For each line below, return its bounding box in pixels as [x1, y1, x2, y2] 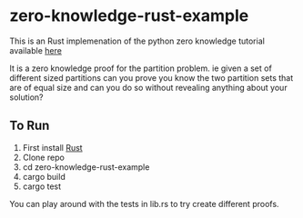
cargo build [22, 171, 66, 182]
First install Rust [22, 142, 84, 153]
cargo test [22, 181, 62, 192]
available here [9, 45, 62, 55]
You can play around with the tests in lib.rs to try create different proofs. [9, 198, 279, 209]
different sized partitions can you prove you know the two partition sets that [9, 72, 294, 83]
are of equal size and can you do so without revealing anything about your [9, 82, 288, 93]
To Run [9, 118, 50, 134]
